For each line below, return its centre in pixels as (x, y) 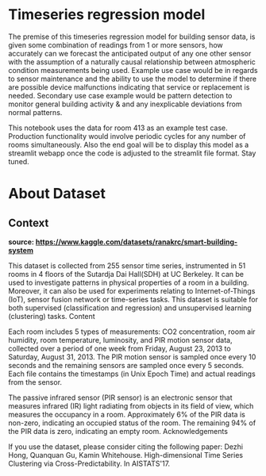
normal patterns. (35, 112)
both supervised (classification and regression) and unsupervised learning (130, 308)
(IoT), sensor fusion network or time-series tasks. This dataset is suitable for (133, 299)
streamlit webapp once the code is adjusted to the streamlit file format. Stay (132, 153)
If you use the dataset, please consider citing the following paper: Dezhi (126, 447)
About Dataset (57, 194)
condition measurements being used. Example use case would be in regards (133, 70)
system (21, 250)
